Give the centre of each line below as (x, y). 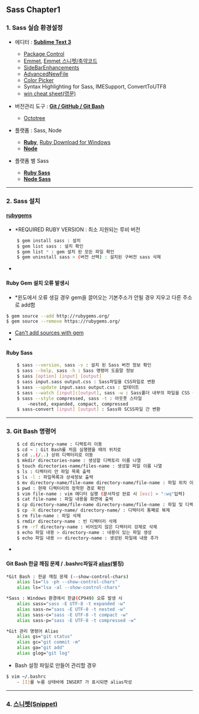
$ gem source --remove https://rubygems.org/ (63, 321)
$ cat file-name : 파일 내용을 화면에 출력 (65, 499)
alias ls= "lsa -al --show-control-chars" (68, 587)
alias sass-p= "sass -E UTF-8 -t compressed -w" (76, 620)
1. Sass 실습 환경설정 (35, 28)
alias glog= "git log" (43, 653)
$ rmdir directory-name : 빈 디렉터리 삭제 (67, 521)
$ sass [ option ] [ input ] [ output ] (59, 377)
